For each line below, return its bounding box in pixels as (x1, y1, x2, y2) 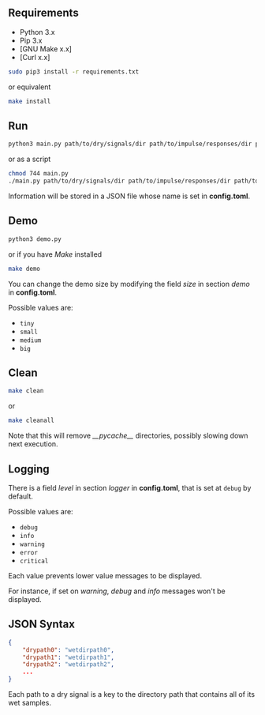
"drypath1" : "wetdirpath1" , (22, 653, 114, 661)
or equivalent (8, 82, 51, 92)
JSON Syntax (8, 618, 75, 631)
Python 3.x (19, 27, 55, 36)
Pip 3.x (19, 36, 43, 45)
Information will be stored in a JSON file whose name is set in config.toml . (8, 191, 251, 201)
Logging (8, 462, 50, 476)
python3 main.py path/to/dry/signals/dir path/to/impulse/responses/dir (8, 140, 252, 149)
